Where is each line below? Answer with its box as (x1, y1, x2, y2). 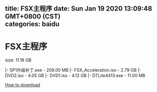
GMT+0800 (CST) (5, 13, 61, 21)
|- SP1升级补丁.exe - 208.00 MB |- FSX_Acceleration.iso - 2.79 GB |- (5, 67, 141, 73)
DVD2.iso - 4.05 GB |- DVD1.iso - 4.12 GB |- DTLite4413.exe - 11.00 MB (5, 73, 145, 78)
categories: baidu (5, 20, 60, 28)
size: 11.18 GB (5, 57, 31, 63)
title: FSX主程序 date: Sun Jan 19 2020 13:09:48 (5, 4, 153, 13)
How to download (5, 82, 40, 88)
